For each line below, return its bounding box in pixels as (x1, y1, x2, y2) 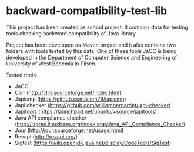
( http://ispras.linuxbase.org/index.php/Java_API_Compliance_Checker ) (14, 120, 186, 127)
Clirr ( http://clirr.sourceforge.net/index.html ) (14, 89, 122, 96)
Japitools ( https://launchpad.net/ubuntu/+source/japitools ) (14, 108, 158, 115)
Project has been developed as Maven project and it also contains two (6, 41, 176, 48)
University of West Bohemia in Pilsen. (6, 60, 97, 67)
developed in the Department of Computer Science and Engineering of (6, 54, 178, 61)
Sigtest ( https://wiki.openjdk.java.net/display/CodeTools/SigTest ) (14, 139, 172, 146)
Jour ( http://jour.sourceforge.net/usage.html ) (14, 127, 124, 134)
